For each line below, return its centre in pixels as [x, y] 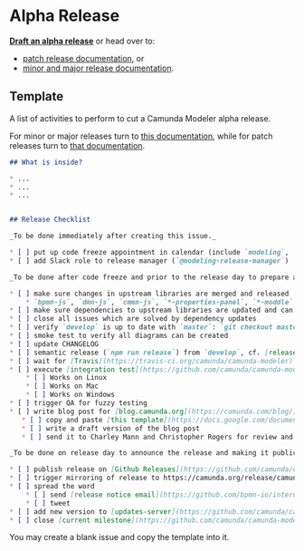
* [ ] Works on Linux [66, 378]
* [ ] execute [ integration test [72, 369]
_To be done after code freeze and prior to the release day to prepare [149, 277]
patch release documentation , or [83, 58]
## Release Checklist [50, 220]
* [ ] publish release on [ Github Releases [93, 469]
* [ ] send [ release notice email [90, 495]
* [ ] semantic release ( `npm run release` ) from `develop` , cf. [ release [153, 353]
